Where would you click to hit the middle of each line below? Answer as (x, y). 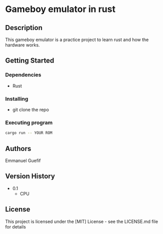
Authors (18, 148)
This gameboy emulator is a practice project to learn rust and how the (77, 39)
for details (15, 226)
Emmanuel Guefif (23, 160)
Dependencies (23, 75)
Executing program (29, 122)
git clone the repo (30, 109)
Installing (17, 98)
